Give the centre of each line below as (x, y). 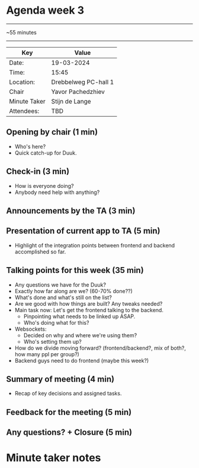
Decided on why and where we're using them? (80, 335)
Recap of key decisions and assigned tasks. (68, 394)
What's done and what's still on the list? (63, 297)
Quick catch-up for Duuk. (46, 153)
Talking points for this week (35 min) (75, 270)
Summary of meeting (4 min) (60, 379)
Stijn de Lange (71, 101)
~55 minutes (22, 32)
